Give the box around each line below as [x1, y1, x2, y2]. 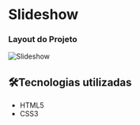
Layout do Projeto [8, 34, 78, 45]
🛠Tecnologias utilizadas [8, 75, 132, 89]
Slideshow [8, 6, 79, 24]
